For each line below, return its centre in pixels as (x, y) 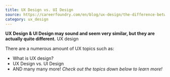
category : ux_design (27, 19)
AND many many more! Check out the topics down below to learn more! (88, 69)
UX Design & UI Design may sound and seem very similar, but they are (80, 34)
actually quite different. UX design (42, 39)
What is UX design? (33, 58)
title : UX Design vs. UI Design (39, 10)
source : (13, 15)
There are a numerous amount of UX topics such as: (60, 49)
